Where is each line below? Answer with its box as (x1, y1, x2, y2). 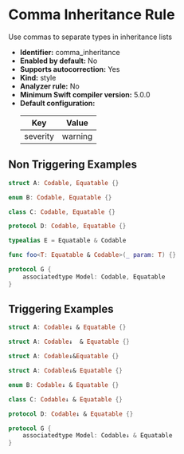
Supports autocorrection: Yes (19, 64, 120, 73)
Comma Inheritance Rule (8, 6, 175, 24)
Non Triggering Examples (8, 158, 138, 172)
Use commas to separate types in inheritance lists (8, 32, 173, 41)
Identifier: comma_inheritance (19, 47, 121, 57)
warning (61, 130, 93, 141)
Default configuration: (19, 98, 96, 108)
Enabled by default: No (19, 56, 98, 65)
